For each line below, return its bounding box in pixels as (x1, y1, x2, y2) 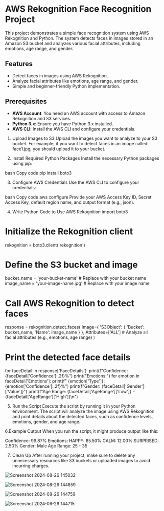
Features (5, 60, 33, 68)
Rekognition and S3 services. (12, 115, 71, 121)
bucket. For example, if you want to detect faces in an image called (12, 140, 148, 146)
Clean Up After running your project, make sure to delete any (12, 452, 136, 458)
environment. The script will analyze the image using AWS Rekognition (12, 408, 155, 414)
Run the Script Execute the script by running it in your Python (12, 403, 136, 409)
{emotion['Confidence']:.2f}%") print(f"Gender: (5, 383, 101, 389)
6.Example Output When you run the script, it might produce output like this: (5, 428, 159, 434)
